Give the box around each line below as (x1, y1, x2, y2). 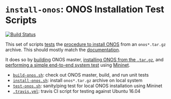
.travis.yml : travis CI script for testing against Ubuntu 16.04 (12, 88, 141, 94)
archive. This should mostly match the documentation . (5, 46, 121, 53)
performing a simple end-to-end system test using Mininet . (5, 62, 130, 68)
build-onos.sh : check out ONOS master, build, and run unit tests (12, 71, 149, 78)
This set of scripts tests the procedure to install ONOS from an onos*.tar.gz (5, 41, 166, 47)
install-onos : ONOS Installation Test (5, 4, 164, 15)
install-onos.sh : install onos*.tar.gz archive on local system (12, 77, 143, 83)
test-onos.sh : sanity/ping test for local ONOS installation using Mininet (12, 83, 163, 89)
